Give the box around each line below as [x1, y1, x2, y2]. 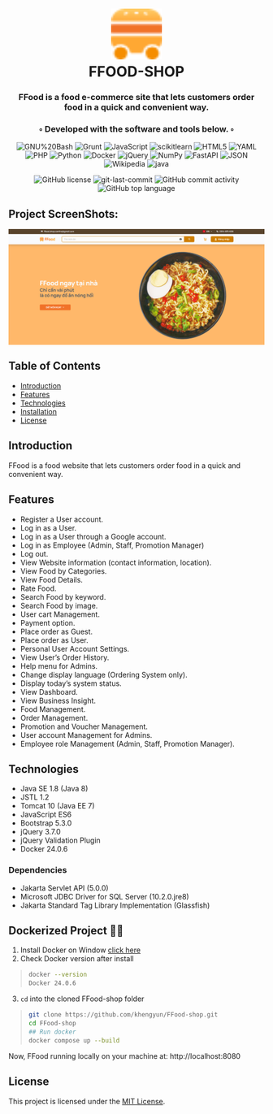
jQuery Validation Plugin [19, 835, 102, 845]
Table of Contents [8, 359, 102, 373]
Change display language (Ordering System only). [19, 670, 188, 679]
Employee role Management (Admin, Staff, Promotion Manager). [19, 739, 236, 748]
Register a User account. [19, 514, 104, 524]
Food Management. [19, 704, 86, 714]
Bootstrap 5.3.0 [19, 818, 72, 828]
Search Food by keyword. [19, 592, 106, 601]
